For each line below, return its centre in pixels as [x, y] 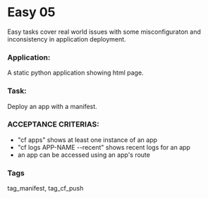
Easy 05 [31, 12]
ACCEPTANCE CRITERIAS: [54, 124]
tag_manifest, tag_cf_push [45, 188]
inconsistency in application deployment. [67, 39]
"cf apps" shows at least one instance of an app [87, 140]
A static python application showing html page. [75, 73]
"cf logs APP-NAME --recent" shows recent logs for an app [104, 147]
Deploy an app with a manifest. [52, 106]
